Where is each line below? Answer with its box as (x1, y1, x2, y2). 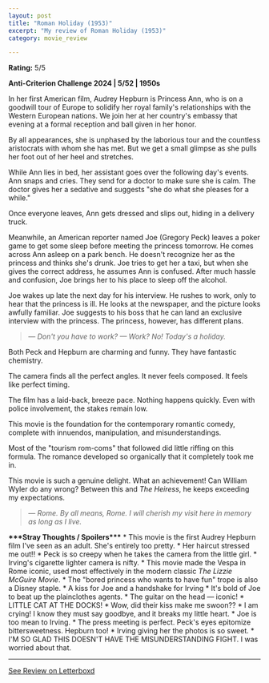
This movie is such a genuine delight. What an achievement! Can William (8, 476, 247, 485)
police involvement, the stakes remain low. (8, 404, 148, 413)
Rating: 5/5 (8, 63, 46, 73)
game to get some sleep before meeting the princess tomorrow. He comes (8, 241, 254, 251)
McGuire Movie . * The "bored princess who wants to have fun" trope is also (8, 575, 259, 585)
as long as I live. (27, 517, 82, 527)
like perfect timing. (8, 380, 70, 389)
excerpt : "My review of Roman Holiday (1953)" (8, 26, 167, 34)
